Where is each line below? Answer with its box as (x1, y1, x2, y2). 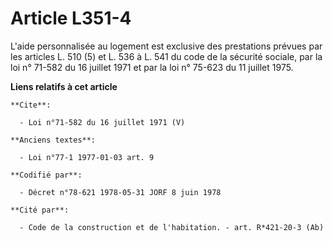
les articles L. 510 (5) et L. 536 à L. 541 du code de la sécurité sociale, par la (10, 50, 323, 62)
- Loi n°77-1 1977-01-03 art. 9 (19, 152, 155, 162)
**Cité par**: (10, 205, 70, 215)
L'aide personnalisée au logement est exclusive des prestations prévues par (10, 40, 323, 52)
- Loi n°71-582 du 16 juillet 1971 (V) (19, 117, 186, 127)
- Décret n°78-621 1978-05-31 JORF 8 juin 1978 (19, 187, 222, 197)
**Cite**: (10, 100, 52, 110)
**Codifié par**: (10, 170, 83, 180)
